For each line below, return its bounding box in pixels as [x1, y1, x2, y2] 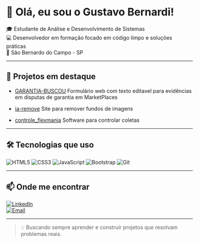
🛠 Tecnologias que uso [6, 140, 94, 150]
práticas [6, 43, 27, 50]
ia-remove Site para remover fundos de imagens [14, 105, 133, 112]
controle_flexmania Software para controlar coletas [14, 116, 140, 124]
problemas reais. [20, 231, 62, 238]
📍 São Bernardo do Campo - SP [6, 48, 84, 56]
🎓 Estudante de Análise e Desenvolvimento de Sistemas [6, 25, 145, 32]
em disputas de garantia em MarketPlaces [14, 93, 118, 101]
